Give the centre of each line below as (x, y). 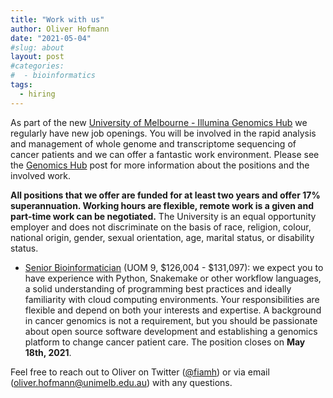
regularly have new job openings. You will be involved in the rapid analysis (163, 133)
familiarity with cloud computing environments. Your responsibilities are (172, 299)
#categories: (37, 66)
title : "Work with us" (57, 19)
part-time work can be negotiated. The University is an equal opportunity (163, 216)
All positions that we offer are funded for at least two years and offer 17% (165, 195)
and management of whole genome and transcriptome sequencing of (153, 143)
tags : (21, 85)
